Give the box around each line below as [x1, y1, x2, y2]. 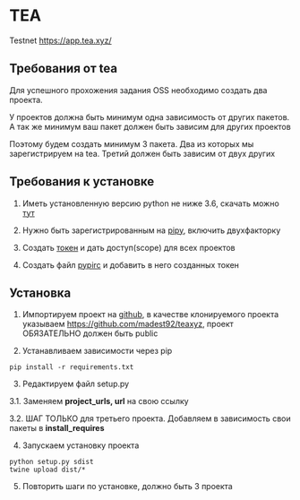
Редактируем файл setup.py [21, 378, 130, 390]
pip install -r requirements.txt [9, 363, 134, 372]
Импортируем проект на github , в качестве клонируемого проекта [21, 309, 279, 320]
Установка [9, 285, 72, 300]
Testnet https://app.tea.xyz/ [9, 35, 112, 46]
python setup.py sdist [9, 458, 94, 467]
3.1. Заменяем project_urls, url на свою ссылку [9, 396, 190, 407]
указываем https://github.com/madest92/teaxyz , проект [21, 319, 235, 330]
